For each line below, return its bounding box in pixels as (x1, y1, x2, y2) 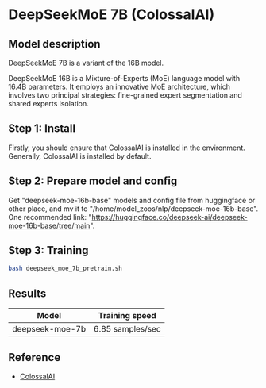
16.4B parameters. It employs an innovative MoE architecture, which (8, 82, 231, 91)
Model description (8, 37, 101, 51)
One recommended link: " (8, 212, 93, 221)
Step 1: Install (8, 121, 76, 136)
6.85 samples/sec (94, 324, 161, 335)
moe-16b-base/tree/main (8, 221, 91, 230)
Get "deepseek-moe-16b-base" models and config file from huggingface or (8, 195, 256, 205)
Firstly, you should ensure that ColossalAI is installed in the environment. (8, 143, 246, 152)
